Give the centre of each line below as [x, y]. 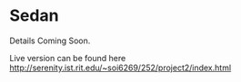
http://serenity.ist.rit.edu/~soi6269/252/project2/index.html [120, 68]
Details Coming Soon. [50, 41]
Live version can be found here [68, 58]
